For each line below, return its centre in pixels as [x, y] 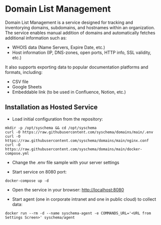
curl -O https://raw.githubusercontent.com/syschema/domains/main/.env [79, 132]
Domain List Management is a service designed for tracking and [69, 22]
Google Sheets [27, 87]
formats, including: [24, 72]
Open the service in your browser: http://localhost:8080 [68, 190]
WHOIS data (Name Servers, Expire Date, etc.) [59, 47]
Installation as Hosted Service [52, 107]
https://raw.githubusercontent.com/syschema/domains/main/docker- [74, 149]
